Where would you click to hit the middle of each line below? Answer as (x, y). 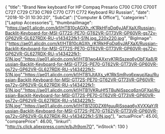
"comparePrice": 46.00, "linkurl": (39, 121)
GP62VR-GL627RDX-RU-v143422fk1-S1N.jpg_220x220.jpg (65, 38)
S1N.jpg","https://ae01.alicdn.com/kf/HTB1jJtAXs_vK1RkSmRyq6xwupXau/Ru (82, 75)
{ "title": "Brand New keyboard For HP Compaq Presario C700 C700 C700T (81, 7)
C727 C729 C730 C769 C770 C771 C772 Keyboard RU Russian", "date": (78, 12)
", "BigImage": (138, 38)
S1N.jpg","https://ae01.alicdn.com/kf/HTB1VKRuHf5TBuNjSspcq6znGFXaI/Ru (82, 90)
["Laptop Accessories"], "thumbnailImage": (49, 22)
